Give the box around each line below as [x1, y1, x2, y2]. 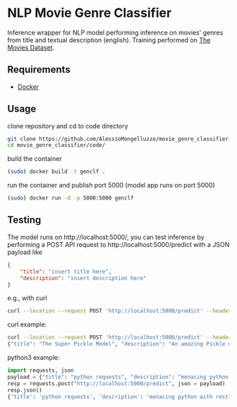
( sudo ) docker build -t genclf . [7, 168, 106, 176]
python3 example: [7, 353, 60, 361]
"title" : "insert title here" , [20, 268, 112, 275]
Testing [7, 214, 42, 226]
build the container [7, 154, 62, 163]
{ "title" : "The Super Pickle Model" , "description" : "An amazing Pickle [7, 341, 226, 348]
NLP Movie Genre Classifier [7, 5, 172, 21]
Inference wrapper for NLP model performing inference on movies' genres [7, 28, 224, 37]
